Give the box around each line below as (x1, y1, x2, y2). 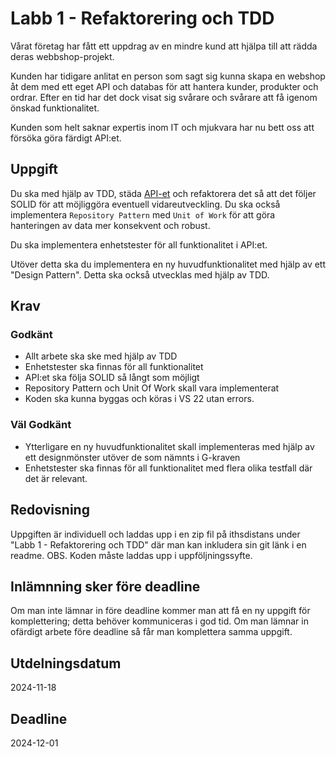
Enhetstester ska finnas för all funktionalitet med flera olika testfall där (24, 462, 313, 474)
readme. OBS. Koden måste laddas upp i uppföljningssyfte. (10, 549, 253, 561)
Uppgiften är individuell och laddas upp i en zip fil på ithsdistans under (10, 528, 301, 540)
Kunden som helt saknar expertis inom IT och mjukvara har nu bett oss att (10, 121, 315, 133)
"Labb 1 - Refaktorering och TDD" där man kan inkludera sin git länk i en (10, 538, 307, 551)
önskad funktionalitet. (10, 102, 100, 114)
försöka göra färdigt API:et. (10, 132, 122, 144)
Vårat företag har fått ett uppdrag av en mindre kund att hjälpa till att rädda (10, 40, 318, 52)
